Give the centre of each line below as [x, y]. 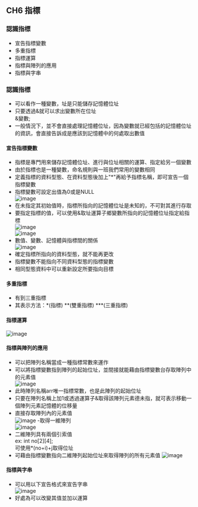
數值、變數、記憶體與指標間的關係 [56, 240]
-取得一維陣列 [54, 420]
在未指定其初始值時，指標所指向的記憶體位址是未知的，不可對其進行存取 [103, 206]
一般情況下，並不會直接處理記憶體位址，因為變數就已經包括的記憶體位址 [103, 126]
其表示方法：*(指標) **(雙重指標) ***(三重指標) [71, 305]
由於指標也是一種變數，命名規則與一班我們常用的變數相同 [85, 170]
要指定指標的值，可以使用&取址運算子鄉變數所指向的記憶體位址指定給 [100, 213]
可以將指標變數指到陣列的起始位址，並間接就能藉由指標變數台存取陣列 [100, 369]
